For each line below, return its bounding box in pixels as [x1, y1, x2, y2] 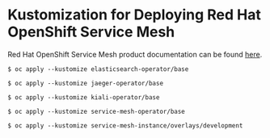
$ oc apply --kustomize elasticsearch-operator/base [7, 65, 189, 73]
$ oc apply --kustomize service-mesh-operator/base [7, 107, 185, 115]
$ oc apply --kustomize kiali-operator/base [7, 93, 160, 102]
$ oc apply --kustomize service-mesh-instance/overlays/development [7, 121, 243, 130]
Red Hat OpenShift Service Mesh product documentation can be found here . [7, 49, 263, 59]
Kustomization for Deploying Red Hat [7, 6, 262, 24]
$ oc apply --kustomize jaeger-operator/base [7, 79, 163, 87]
